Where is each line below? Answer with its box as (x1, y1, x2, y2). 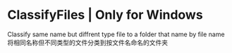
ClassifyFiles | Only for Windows (7, 7, 203, 23)
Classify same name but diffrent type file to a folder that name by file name (7, 30, 225, 38)
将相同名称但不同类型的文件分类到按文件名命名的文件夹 (7, 38, 168, 47)
